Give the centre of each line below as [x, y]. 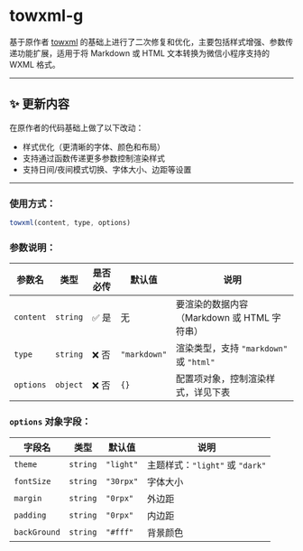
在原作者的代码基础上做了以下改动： [77, 127]
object [69, 385]
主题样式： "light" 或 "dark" [207, 464]
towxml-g [46, 16]
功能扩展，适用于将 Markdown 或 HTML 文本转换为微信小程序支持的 [143, 53]
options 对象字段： [50, 422]
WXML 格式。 [35, 64]
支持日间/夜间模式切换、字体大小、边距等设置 [107, 169]
